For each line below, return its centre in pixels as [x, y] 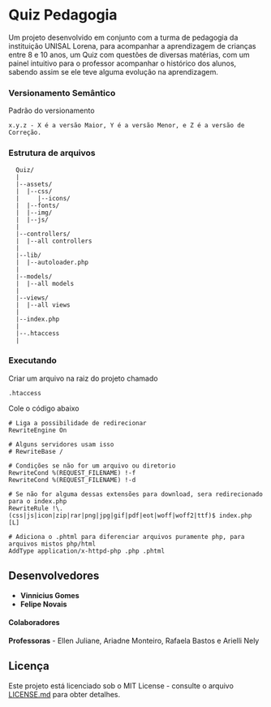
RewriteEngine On [38, 430]
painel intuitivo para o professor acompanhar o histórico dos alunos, [123, 63]
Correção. [25, 133]
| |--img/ [34, 213]
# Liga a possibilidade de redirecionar [78, 423]
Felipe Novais [43, 604]
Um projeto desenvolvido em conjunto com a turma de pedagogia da [123, 37]
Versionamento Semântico [62, 93]
